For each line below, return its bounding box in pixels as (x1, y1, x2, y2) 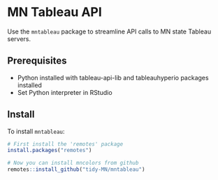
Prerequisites (7, 55, 67, 67)
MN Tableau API (7, 4, 103, 20)
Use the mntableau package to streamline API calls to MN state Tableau (7, 27, 212, 36)
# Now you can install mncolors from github (7, 160, 139, 167)
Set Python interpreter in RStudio (17, 88, 113, 96)
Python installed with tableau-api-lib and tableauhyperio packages (17, 73, 209, 82)
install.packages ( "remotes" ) (7, 147, 92, 154)
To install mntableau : (7, 127, 65, 135)
